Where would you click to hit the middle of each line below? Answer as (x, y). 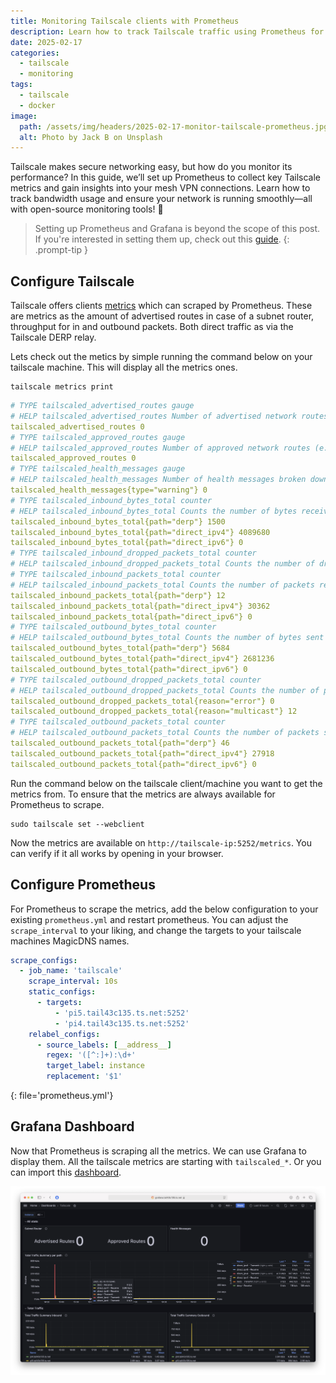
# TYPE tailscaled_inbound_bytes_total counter (111, 500)
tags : (21, 85)
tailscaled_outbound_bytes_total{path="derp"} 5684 (120, 648)
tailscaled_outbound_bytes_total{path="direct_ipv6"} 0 (129, 669)
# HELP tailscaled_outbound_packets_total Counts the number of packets (165, 733)
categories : (35, 53)
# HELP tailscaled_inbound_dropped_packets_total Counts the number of (162, 564)
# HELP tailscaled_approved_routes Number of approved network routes (160, 448)
